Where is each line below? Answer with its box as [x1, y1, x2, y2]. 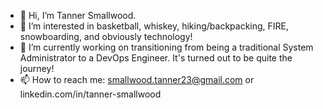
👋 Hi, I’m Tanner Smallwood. [19, 10, 137, 21]
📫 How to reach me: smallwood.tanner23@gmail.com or [19, 74, 255, 85]
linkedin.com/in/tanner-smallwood [19, 88, 162, 100]
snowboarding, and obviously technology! [19, 31, 193, 42]
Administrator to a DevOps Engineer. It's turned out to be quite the [19, 52, 293, 64]
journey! [19, 63, 55, 74]
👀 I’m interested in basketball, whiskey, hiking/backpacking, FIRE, [19, 20, 290, 32]
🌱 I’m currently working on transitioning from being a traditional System [19, 41, 314, 53]
